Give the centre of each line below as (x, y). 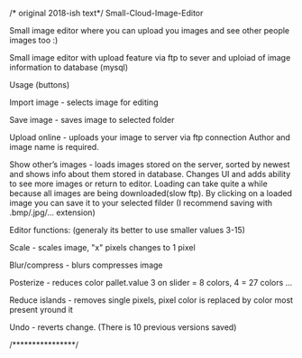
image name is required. (54, 147)
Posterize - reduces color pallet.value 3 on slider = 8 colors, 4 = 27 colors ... (151, 283)
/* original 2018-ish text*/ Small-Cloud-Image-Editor (106, 13)
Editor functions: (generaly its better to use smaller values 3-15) (128, 230)
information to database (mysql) (69, 67)
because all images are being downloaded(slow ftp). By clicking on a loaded (151, 193)
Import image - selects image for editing (84, 102)
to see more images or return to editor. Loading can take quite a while (138, 184)
